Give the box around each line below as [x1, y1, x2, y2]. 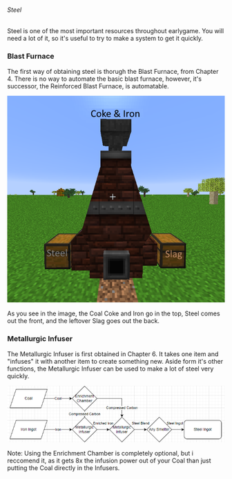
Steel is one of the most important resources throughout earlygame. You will [7, 27, 224, 35]
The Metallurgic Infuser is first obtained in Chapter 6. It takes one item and [7, 349, 219, 358]
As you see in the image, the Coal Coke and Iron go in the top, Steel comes [7, 309, 220, 317]
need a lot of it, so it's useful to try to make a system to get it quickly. [7, 35, 204, 43]
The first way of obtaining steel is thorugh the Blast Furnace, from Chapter [7, 67, 219, 75]
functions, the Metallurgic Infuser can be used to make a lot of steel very [7, 364, 214, 373]
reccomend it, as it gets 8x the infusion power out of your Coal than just [7, 456, 212, 465]
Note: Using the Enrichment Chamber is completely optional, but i [7, 449, 193, 457]
